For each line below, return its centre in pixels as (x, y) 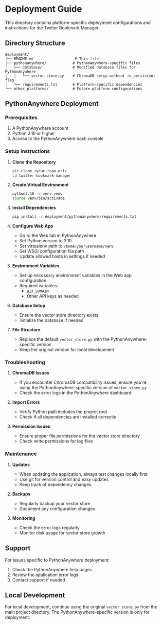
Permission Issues (31, 426)
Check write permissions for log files (56, 441)
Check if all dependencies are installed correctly (68, 417)
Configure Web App (33, 226)
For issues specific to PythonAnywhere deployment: (57, 560)
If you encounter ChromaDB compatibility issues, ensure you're (83, 382)
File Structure (26, 330)
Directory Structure (35, 43)
